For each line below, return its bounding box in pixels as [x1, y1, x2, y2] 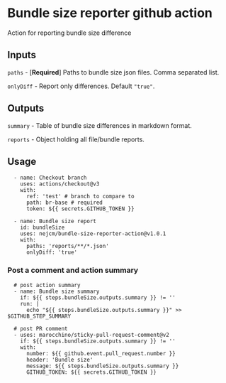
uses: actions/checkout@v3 [20, 180, 100, 188]
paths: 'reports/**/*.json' [26, 243, 110, 250]
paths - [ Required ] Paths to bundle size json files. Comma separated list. [7, 68, 220, 76]
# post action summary [13, 281, 81, 288]
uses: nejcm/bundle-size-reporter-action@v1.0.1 [20, 230, 166, 237]
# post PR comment [13, 325, 69, 332]
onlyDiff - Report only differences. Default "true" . [7, 82, 155, 90]
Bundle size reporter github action [7, 5, 213, 21]
